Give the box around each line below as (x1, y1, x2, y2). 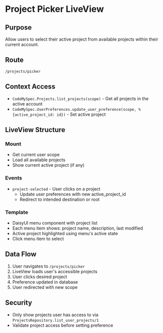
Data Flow (5, 250, 37, 258)
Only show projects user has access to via (12, 312, 99, 318)
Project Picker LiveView (5, 3, 104, 15)
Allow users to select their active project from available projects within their (5, 36, 159, 42)
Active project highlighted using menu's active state (12, 230, 118, 236)
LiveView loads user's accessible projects (12, 268, 98, 274)
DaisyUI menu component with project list (12, 220, 98, 226)
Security (5, 298, 32, 307)
